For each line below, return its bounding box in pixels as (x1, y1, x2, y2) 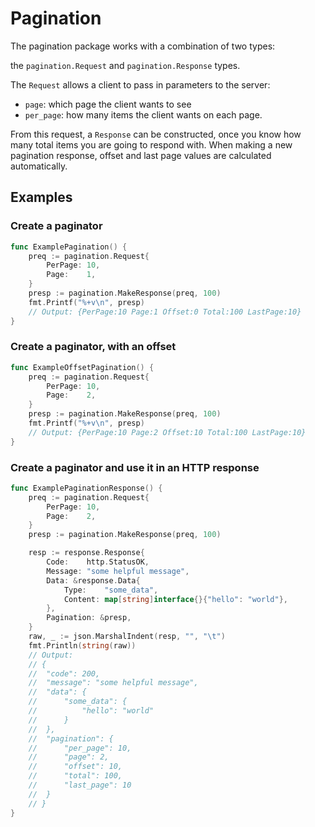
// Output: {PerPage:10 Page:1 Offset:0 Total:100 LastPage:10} (28, 307, 302, 317)
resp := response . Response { (28, 548, 145, 558)
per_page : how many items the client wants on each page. (24, 108, 263, 121)
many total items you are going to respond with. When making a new (10, 138, 293, 151)
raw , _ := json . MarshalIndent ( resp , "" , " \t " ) (28, 632, 226, 642)
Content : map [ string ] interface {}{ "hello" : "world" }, (63, 594, 288, 604)
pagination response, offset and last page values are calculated (10, 149, 272, 161)
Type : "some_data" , (63, 585, 159, 595)
